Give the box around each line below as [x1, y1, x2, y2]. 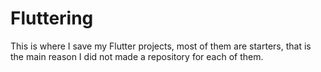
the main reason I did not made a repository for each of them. [10, 50, 264, 62]
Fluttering [10, 7, 94, 30]
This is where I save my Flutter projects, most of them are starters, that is [10, 40, 312, 52]
